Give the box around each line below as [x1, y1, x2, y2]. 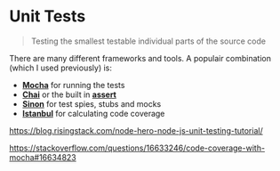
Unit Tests [9, 6, 86, 27]
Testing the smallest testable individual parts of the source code [30, 36, 267, 46]
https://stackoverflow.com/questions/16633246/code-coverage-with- [9, 142, 265, 153]
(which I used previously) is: [9, 62, 113, 73]
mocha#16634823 [9, 151, 77, 162]
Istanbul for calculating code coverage [21, 108, 165, 118]
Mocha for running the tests [21, 79, 125, 90]
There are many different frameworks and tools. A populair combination [9, 53, 271, 63]
